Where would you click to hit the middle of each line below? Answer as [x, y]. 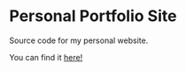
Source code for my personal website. [79, 40]
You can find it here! [46, 57]
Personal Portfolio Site [93, 16]
